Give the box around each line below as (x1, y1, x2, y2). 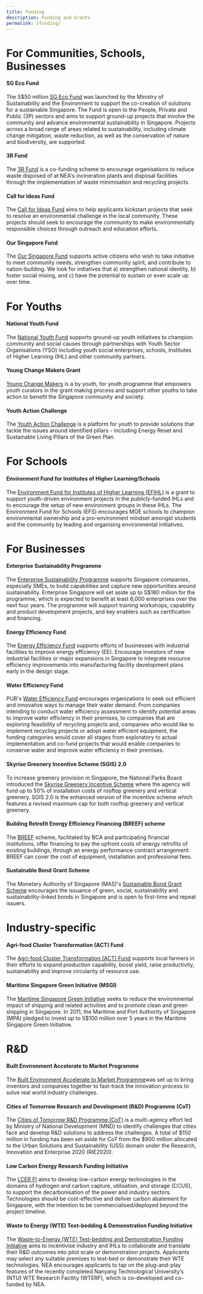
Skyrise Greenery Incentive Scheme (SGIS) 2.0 (6, 760, 127, 767)
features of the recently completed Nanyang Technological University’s (6, 1267, 184, 1275)
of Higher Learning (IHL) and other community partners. (6, 352, 147, 360)
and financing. (6, 614, 42, 622)
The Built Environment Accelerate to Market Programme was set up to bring (6, 1076, 194, 1083)
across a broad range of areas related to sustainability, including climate (6, 125, 187, 132)
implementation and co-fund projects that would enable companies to (6, 740, 181, 747)
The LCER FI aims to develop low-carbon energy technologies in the (6, 1176, 177, 1183)
